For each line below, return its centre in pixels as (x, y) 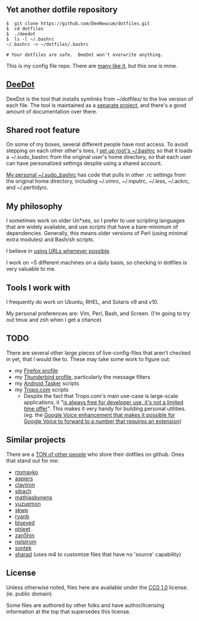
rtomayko (26, 472)
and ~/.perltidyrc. (27, 187)
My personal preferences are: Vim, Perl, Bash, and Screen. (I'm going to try (98, 313)
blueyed (25, 522)
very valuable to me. (31, 269)
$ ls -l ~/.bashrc (30, 39)
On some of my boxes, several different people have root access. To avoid (97, 145)
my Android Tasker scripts (47, 383)
